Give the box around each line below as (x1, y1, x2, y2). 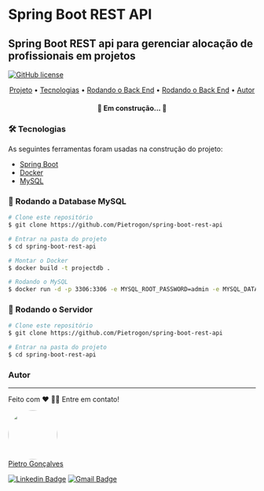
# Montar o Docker (8, 257, 68, 264)
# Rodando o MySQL (8, 278, 68, 286)
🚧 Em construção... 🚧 (97, 103, 167, 113)
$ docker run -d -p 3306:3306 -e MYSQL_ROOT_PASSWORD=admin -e (8, 286, 220, 293)
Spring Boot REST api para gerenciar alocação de (8, 37, 254, 50)
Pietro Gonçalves (8, 459, 64, 469)
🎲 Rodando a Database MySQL (8, 195, 127, 206)
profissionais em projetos (8, 49, 136, 62)
